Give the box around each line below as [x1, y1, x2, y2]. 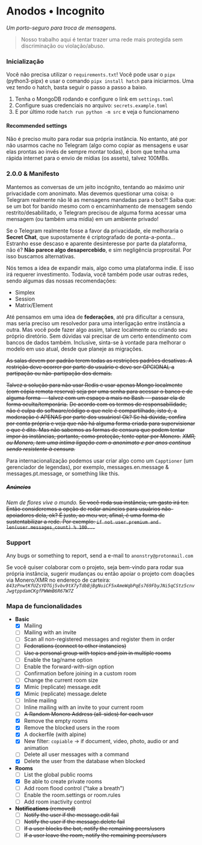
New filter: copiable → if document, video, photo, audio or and [23, 738, 179, 745]
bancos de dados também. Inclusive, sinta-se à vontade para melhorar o [6, 338, 186, 346]
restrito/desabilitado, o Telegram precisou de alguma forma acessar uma [6, 209, 186, 216]
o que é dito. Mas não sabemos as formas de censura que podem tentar [6, 426, 185, 433]
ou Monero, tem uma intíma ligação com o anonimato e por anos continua [6, 438, 191, 446]
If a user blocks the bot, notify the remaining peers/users [23, 825, 165, 832]
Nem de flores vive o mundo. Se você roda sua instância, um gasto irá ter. [6, 499, 189, 506]
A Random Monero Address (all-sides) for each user [23, 711, 153, 718]
